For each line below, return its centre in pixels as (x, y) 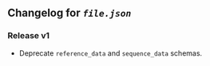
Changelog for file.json (69, 13)
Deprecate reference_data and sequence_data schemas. (111, 53)
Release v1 (28, 36)
